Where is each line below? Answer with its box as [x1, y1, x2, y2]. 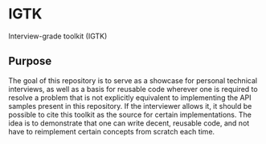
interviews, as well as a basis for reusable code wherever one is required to [8, 84, 259, 94]
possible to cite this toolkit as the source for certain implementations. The [8, 110, 252, 119]
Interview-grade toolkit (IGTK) [8, 31, 108, 41]
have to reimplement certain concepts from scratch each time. [8, 126, 215, 136]
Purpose [8, 54, 52, 68]
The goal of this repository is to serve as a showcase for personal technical [8, 75, 258, 85]
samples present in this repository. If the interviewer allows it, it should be [8, 101, 252, 110]
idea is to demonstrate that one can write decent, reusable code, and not [8, 118, 250, 128]
